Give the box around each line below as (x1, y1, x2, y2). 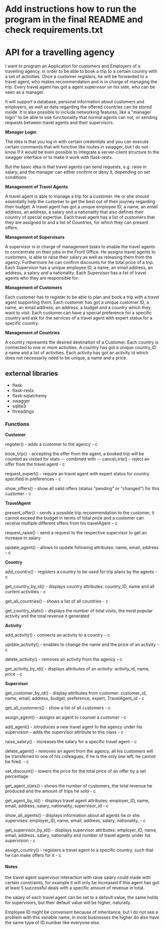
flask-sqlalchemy (12, 392, 47, 399)
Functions (5, 420, 29, 427)
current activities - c (5, 589, 46, 595)
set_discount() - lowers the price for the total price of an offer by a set (5, 768, 146, 774)
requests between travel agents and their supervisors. (5, 119, 114, 126)
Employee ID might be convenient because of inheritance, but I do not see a (5, 909, 158, 915)
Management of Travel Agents (5, 184, 69, 190)
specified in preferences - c (5, 476, 61, 482)
